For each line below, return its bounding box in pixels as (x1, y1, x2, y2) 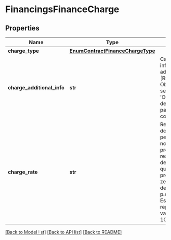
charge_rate (8, 168, 38, 176)
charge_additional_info (8, 84, 65, 91)
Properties (5, 24, 40, 32)
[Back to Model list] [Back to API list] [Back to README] (5, 229, 122, 235)
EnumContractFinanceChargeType (69, 47, 155, 54)
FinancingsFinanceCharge (5, 4, 120, 15)
